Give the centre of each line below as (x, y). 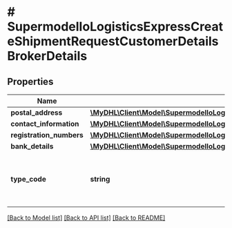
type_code (28, 179)
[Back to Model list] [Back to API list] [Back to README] (86, 218)
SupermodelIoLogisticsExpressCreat (115, 27)
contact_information (45, 124)
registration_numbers (47, 135)
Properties (30, 81)
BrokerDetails (47, 56)
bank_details (32, 146)
